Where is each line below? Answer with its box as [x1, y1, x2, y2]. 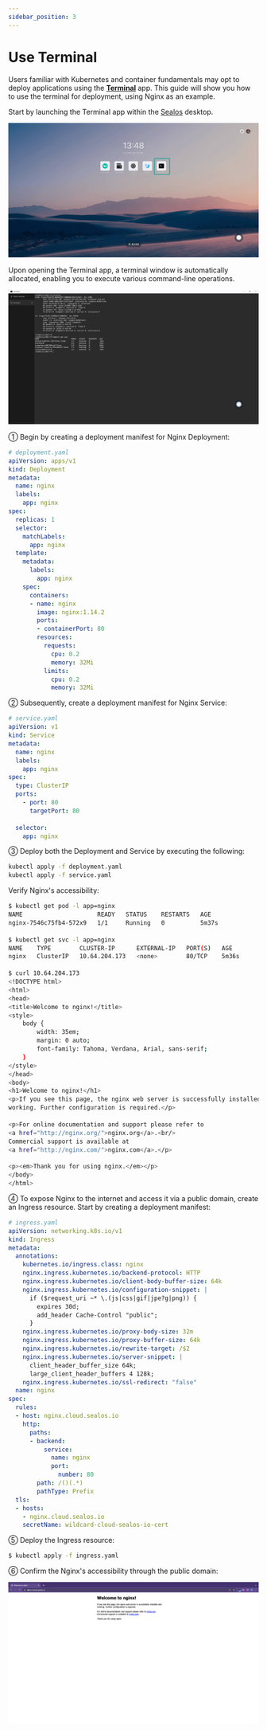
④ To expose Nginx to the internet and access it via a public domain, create [8, 1193, 259, 1203]
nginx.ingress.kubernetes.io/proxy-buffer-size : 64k [22, 1337, 201, 1344]
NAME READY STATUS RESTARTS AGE [8, 910, 212, 919]
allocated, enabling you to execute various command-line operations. [8, 273, 235, 283]
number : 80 [58, 1470, 94, 1479]
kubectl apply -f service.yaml [8, 871, 112, 879]
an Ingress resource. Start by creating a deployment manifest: [8, 1202, 211, 1211]
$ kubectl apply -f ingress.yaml [8, 1552, 119, 1560]
